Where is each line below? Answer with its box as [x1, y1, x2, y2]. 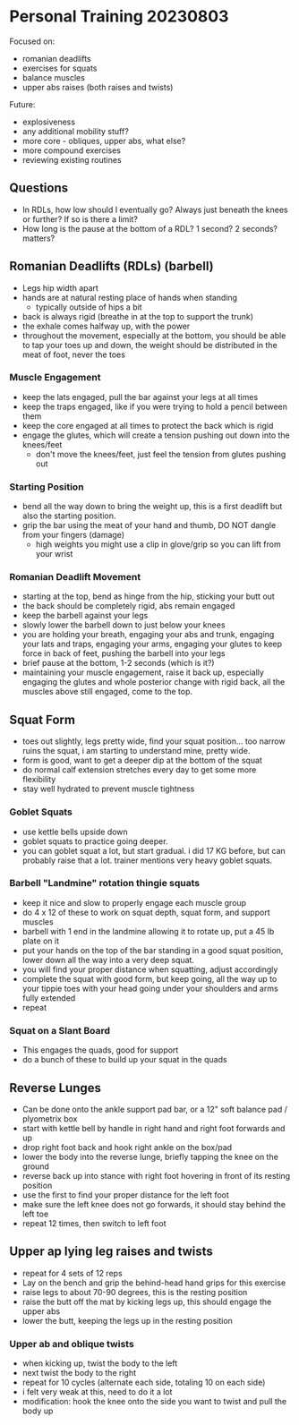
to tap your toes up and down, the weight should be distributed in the [21, 339, 278, 350]
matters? [21, 233, 56, 243]
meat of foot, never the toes [21, 349, 125, 360]
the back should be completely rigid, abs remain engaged [21, 601, 235, 611]
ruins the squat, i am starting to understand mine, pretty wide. [21, 746, 251, 756]
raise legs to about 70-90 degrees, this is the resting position [21, 1286, 248, 1297]
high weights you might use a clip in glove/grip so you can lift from [35, 539, 281, 550]
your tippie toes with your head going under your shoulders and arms [21, 983, 279, 994]
